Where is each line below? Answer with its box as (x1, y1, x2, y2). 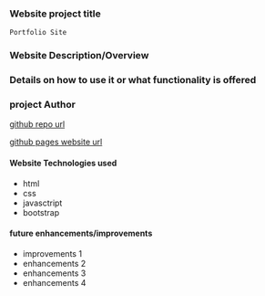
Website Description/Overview (9, 49, 149, 62)
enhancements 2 (22, 258, 87, 269)
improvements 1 (22, 248, 83, 259)
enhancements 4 (22, 277, 87, 288)
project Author (9, 99, 76, 111)
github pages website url (9, 136, 103, 148)
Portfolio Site (9, 28, 67, 37)
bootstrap (22, 206, 60, 217)
